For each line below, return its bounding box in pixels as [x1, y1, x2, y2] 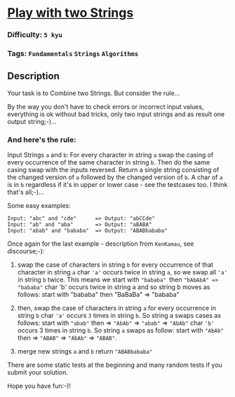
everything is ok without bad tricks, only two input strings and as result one [7, 110, 225, 118]
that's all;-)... [7, 188, 44, 197]
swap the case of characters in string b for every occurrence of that [17, 260, 214, 269]
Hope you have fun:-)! [7, 382, 72, 390]
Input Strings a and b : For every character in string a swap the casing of [7, 151, 214, 159]
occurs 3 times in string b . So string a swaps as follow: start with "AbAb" [17, 326, 224, 335]
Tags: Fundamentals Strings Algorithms [7, 49, 139, 59]
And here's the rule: [7, 134, 76, 144]
